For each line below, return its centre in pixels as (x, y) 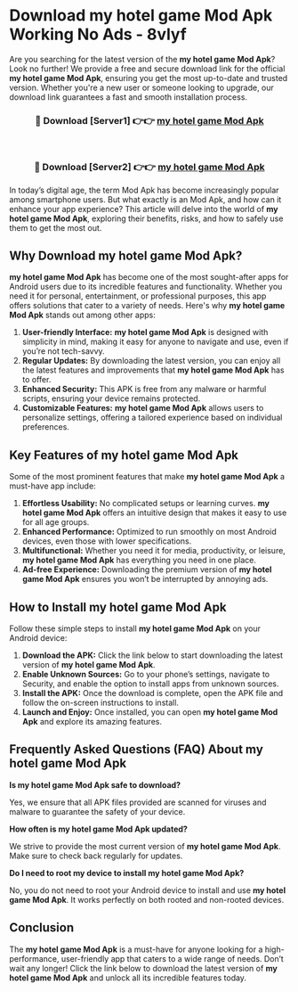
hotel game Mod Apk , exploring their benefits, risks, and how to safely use (146, 218)
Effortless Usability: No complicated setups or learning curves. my (145, 504)
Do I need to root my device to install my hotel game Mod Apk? (127, 873)
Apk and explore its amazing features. (92, 721)
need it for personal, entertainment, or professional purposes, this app (138, 296)
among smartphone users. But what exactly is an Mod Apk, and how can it (145, 199)
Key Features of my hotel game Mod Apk (124, 455)
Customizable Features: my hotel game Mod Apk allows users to (143, 408)
